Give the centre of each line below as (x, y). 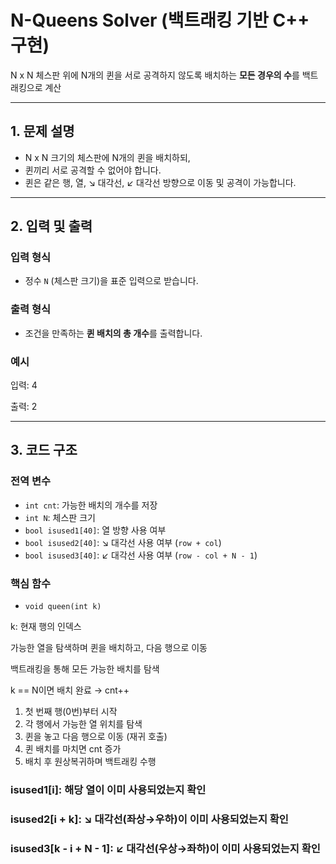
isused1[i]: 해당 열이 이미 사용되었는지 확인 (108, 789)
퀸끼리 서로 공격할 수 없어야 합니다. (93, 170)
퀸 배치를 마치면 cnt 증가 (73, 749)
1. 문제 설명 (42, 131)
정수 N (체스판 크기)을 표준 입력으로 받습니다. (111, 281)
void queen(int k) (63, 607)
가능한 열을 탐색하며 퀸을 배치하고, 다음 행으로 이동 (109, 648)
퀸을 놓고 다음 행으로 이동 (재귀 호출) (96, 737)
